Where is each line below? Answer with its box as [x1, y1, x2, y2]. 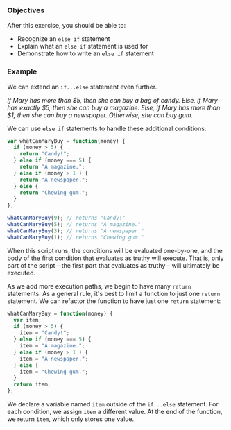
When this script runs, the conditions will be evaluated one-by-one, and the [7, 246, 223, 255]
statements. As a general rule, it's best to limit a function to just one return [7, 289, 221, 298]
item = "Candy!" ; [19, 329, 70, 336]
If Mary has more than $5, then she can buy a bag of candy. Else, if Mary [7, 96, 219, 104]
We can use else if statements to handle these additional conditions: [7, 124, 207, 132]
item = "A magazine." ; [19, 343, 85, 350]
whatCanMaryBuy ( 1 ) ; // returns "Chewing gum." [7, 234, 144, 241]
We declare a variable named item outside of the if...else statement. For [7, 400, 219, 409]
